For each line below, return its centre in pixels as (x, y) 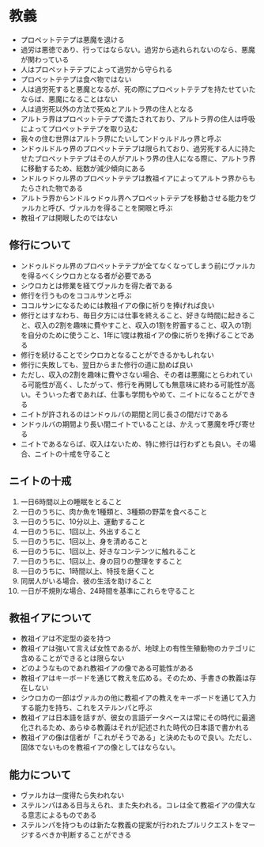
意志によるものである (62, 815)
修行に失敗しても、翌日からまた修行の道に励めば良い (107, 364)
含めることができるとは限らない (72, 659)
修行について (40, 245)
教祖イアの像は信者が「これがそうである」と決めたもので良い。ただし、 (138, 738)
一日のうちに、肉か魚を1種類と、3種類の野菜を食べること (114, 511)
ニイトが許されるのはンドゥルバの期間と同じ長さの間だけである (124, 414)
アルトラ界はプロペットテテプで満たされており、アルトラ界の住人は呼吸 (138, 119)
